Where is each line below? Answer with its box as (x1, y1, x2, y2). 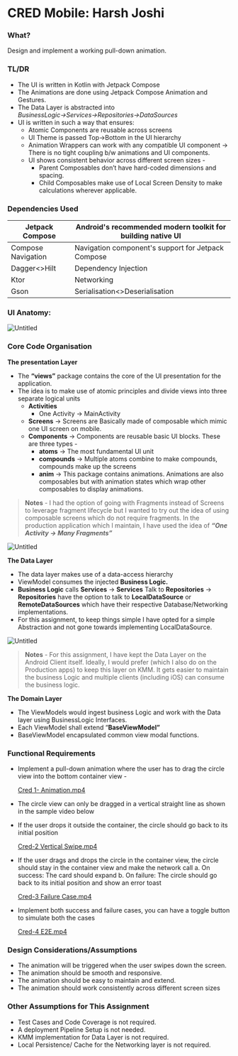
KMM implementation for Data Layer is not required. (17, 1033, 169, 1041)
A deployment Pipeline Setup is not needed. (17, 1025, 146, 1034)
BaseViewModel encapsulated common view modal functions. (17, 730, 200, 739)
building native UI (120, 231, 182, 241)
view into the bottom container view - (17, 772, 127, 780)
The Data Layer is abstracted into (17, 103, 115, 111)
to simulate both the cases (17, 913, 96, 922)
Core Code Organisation (7, 342, 92, 352)
